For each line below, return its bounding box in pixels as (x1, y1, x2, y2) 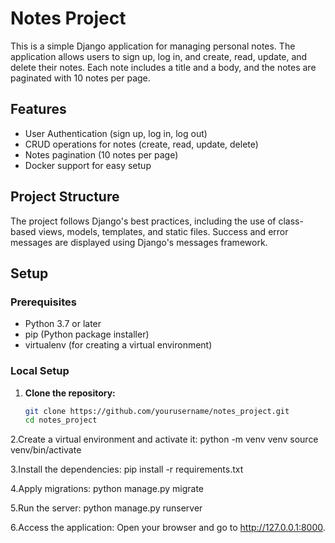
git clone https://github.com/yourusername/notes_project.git (24, 406, 290, 416)
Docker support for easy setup (24, 159, 152, 171)
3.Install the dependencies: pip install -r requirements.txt (10, 463, 244, 476)
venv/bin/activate (10, 444, 82, 456)
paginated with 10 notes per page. (10, 72, 151, 84)
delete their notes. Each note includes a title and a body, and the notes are (10, 61, 317, 73)
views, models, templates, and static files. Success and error (38, 225, 289, 237)
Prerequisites (10, 295, 77, 309)
